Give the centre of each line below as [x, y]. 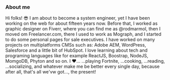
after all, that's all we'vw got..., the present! [51, 72]
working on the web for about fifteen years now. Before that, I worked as [81, 23]
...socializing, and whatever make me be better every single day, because [82, 66]
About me [18, 7]
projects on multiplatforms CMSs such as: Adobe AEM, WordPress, [76, 45]
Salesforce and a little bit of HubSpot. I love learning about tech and [77, 50]
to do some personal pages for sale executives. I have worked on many [80, 39]
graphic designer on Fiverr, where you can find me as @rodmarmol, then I [83, 29]
